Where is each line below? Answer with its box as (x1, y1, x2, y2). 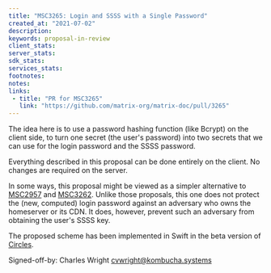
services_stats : (8, 65, 63, 73)
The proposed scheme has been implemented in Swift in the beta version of (8, 231, 261, 241)
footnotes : (8, 72, 45, 80)
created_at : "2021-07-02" (8, 19, 95, 27)
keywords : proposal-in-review (8, 34, 111, 43)
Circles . (8, 240, 34, 250)
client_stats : (8, 42, 57, 50)
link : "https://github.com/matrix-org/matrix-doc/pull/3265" (19, 102, 230, 110)
